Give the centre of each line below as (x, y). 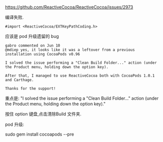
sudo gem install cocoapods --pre (40, 134)
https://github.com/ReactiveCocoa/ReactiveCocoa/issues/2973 (69, 7)
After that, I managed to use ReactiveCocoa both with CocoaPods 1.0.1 (80, 76)
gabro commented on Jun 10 (33, 46)
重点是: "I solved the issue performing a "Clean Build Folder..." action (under (82, 98)
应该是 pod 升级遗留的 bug (32, 36)
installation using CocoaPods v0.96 (42, 54)
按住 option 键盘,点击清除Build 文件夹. (43, 114)
